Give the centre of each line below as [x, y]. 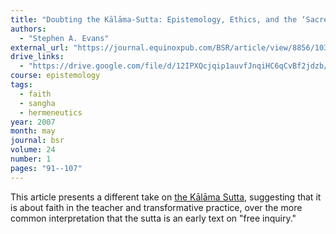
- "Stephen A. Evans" [64, 38]
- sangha [37, 103]
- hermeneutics [51, 112]
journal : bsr [37, 141]
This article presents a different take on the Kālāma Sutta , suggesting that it [166, 197]
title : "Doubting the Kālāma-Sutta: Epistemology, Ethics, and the [154, 19]
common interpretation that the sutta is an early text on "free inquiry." [153, 218]
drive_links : [37, 57]
